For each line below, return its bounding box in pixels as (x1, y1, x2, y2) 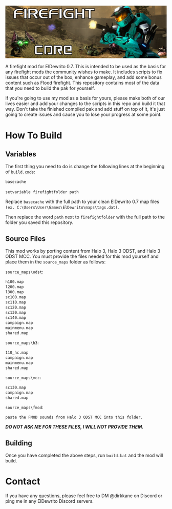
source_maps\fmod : (5, 404, 44, 411)
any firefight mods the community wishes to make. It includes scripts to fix (5, 69, 163, 75)
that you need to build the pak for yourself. (5, 85, 95, 91)
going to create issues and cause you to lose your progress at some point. (5, 111, 162, 118)
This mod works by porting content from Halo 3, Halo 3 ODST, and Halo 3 (5, 248, 160, 254)
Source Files (5, 234, 46, 243)
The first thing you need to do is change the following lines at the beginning (5, 164, 165, 170)
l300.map (5, 290, 24, 295)
